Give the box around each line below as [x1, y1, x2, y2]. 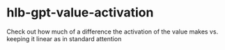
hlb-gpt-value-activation [6, 5, 154, 21]
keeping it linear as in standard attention [6, 34, 122, 42]
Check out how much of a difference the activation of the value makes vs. [6, 27, 219, 36]
